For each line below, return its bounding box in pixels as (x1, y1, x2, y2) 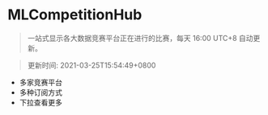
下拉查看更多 (19, 97, 62, 107)
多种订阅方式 (19, 87, 62, 97)
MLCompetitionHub (7, 6, 143, 24)
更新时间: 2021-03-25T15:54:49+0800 (27, 60, 156, 70)
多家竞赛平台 (19, 77, 62, 87)
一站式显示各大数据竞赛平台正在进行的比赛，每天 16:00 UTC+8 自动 (27, 33, 253, 43)
